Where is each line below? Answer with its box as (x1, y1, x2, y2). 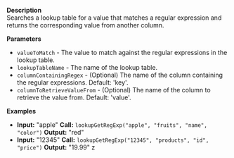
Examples (6, 107, 37, 115)
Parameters (6, 35, 41, 43)
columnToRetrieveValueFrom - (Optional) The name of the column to (16, 86, 212, 94)
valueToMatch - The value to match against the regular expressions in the (16, 49, 228, 56)
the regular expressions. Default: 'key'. (16, 78, 129, 87)
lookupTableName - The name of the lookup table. (16, 63, 158, 71)
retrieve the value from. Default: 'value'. (16, 93, 131, 102)
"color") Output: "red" (16, 128, 84, 136)
